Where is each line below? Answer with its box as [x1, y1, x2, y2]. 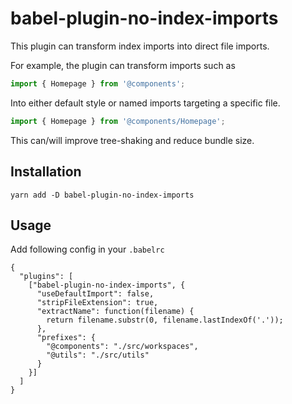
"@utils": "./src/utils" [46, 350, 150, 361]
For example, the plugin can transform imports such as [10, 59, 236, 71]
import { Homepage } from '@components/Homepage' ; [10, 116, 226, 126]
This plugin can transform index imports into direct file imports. [10, 40, 270, 52]
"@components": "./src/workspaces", [46, 342, 199, 352]
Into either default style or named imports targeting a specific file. [10, 97, 281, 109]
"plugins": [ [19, 272, 74, 282]
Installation [10, 163, 82, 181]
